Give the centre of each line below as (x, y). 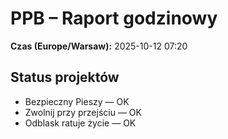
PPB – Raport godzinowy (114, 18)
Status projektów (65, 77)
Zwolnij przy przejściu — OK (83, 112)
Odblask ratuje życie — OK (80, 123)
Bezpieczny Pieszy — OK (77, 101)
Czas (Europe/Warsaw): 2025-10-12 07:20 (99, 46)
